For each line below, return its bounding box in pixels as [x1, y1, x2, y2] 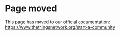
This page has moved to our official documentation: [5, 19, 110, 25]
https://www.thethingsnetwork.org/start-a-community [5, 24, 115, 30]
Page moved [5, 3, 57, 14]
